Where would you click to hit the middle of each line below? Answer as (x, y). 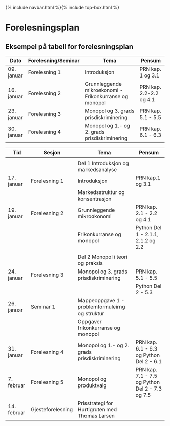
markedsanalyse (97, 169)
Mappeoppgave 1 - (101, 301)
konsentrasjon (95, 199)
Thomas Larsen (96, 416)
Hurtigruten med (97, 410)
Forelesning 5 (47, 382)
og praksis (90, 263)
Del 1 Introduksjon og (103, 163)
